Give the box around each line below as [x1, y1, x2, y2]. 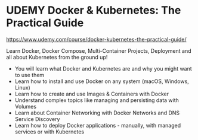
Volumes [14, 103, 37, 110]
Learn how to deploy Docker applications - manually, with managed [14, 122, 181, 129]
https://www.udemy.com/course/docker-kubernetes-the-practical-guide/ [6, 36, 187, 43]
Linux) [14, 84, 31, 91]
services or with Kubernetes [14, 128, 85, 135]
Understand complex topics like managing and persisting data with [14, 96, 179, 104]
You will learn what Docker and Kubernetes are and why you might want [14, 65, 192, 72]
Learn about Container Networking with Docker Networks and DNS [14, 109, 180, 116]
